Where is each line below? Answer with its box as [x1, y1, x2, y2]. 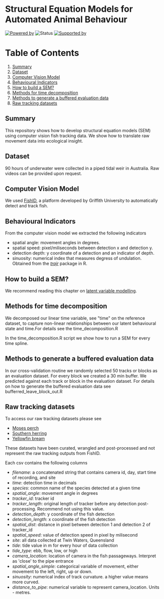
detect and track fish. [5, 203, 48, 209]
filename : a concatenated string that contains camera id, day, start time [12, 469, 157, 475]
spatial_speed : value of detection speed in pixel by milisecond [12, 532, 138, 538]
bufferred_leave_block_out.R [5, 388, 63, 394]
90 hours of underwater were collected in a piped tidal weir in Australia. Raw [5, 165, 160, 171]
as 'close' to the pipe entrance [12, 558, 74, 564]
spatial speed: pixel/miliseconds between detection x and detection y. [12, 245, 153, 251]
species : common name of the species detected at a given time [12, 485, 141, 491]
